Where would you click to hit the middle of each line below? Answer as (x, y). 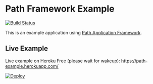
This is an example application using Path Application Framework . (74, 32)
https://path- (134, 61)
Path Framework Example (60, 9)
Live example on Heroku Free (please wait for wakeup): (63, 61)
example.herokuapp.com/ (32, 66)
